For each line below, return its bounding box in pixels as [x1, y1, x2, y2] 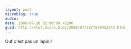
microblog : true [5, 12, 38, 16]
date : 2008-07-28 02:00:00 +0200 [5, 20, 74, 26]
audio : [5, 16, 19, 21]
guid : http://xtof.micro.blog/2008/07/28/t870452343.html [5, 25, 126, 30]
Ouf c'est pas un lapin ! [5, 38, 52, 44]
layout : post [5, 7, 32, 12]
